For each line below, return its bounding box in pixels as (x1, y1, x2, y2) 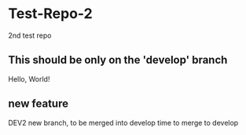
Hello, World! (8, 74, 50, 83)
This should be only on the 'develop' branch (8, 53, 228, 67)
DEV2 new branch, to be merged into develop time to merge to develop (8, 118, 239, 127)
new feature (8, 97, 69, 111)
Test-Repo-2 (8, 5, 93, 23)
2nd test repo (8, 31, 52, 40)
